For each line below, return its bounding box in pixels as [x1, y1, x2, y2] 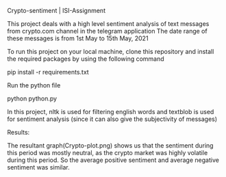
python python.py [7, 94, 57, 103]
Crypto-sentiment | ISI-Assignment [7, 7, 106, 14]
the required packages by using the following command [7, 55, 164, 63]
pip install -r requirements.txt [7, 68, 89, 76]
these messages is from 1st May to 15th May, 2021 [7, 34, 149, 42]
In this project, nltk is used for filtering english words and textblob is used [7, 108, 214, 115]
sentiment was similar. [7, 163, 70, 171]
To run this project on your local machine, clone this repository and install [7, 48, 214, 55]
